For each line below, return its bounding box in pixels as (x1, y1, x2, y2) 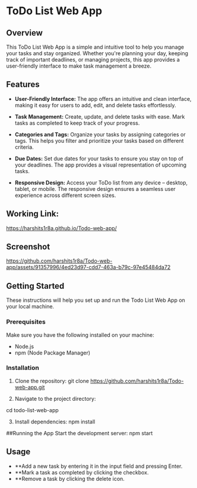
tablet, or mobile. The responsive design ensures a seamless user (14, 185, 176, 192)
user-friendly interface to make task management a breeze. (6, 62, 152, 69)
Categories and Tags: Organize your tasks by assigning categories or (14, 130, 186, 138)
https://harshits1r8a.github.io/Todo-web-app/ (6, 224, 117, 232)
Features (6, 79, 40, 90)
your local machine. (6, 303, 55, 310)
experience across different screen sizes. (14, 192, 116, 199)
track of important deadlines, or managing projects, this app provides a (6, 56, 180, 63)
